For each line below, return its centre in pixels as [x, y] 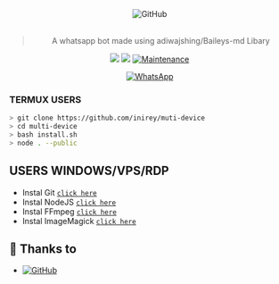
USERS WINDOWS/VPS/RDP [89, 171]
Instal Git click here [60, 192]
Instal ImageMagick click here [79, 221]
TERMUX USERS [45, 99]
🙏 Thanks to [43, 249]
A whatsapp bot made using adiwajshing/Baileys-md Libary [161, 41]
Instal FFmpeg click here [70, 211]
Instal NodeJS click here [69, 202]
